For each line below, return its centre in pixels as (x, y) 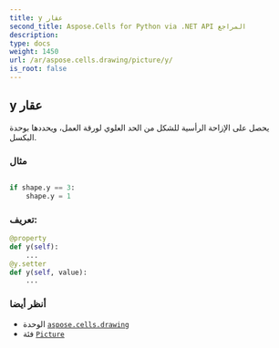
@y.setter (28, 264)
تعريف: (24, 220)
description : (34, 35)
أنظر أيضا (28, 304)
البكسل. (23, 137)
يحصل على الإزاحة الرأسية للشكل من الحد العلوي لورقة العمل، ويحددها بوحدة (139, 128)
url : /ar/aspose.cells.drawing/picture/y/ (91, 60)
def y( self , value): (49, 272)
